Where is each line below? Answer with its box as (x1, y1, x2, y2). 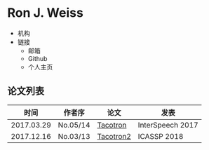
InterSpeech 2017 (137, 120, 198, 130)
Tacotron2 (97, 131, 132, 141)
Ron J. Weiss (7, 5, 84, 21)
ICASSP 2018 (137, 131, 184, 141)
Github (27, 54, 48, 62)
